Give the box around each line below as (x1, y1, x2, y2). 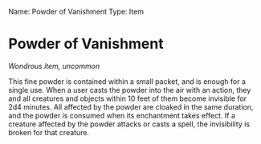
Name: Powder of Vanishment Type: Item (8, 7, 145, 16)
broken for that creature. (8, 127, 90, 137)
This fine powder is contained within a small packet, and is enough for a (8, 76, 247, 86)
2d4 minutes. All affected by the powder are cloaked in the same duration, (8, 102, 254, 111)
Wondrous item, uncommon (8, 61, 100, 70)
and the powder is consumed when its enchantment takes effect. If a (8, 110, 235, 120)
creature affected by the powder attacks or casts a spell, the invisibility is (8, 119, 251, 129)
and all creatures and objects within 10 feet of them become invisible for (8, 94, 247, 103)
